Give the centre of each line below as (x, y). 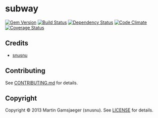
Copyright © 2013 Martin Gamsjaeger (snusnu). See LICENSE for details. (79, 110)
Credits (17, 43)
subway (22, 9)
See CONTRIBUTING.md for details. (42, 83)
